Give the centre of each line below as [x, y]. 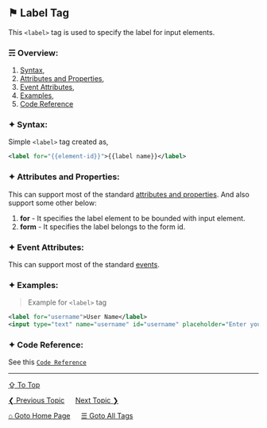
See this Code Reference [48, 362]
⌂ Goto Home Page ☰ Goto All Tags [71, 416]
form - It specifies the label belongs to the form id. [103, 227]
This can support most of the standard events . [84, 264]
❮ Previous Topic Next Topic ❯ [64, 400]
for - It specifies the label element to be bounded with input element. [132, 218]
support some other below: [52, 203]
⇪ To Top [24, 385]
